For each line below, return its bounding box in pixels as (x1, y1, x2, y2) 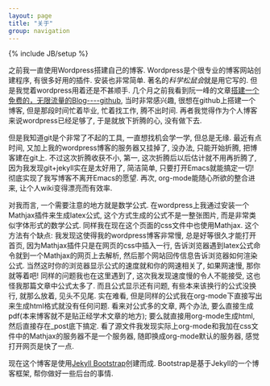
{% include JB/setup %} (8, 49, 89, 59)
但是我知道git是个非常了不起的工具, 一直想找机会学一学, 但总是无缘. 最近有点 (8, 133, 262, 143)
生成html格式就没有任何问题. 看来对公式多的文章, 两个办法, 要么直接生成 (15, 301, 254, 311)
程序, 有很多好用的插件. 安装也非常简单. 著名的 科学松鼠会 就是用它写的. (15, 76, 248, 85)
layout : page (8, 11, 52, 20)
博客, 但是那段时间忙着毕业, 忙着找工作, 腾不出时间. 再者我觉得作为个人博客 (8, 106, 258, 115)
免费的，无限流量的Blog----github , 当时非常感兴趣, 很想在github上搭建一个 (8, 96, 256, 106)
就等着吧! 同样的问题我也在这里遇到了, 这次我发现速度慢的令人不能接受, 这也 (8, 271, 260, 280)
